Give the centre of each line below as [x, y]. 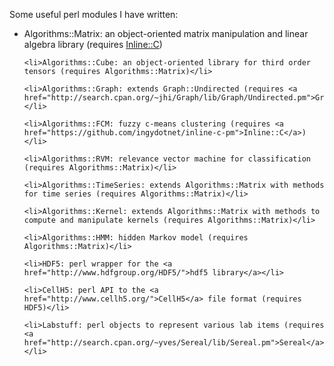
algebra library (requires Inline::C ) [93, 44]
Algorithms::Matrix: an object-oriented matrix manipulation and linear [166, 33]
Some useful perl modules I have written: [94, 14]
